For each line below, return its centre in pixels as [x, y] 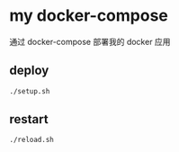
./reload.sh [31, 140]
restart [29, 119]
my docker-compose [89, 16]
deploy [29, 71]
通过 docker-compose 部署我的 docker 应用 [90, 41]
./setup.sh [30, 91]
